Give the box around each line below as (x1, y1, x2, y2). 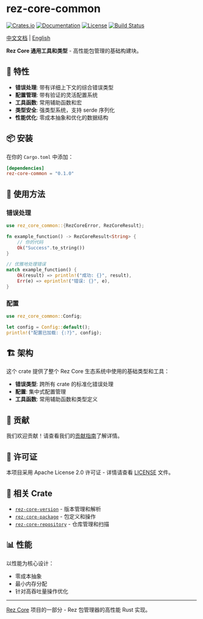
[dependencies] (6, 165, 45, 171)
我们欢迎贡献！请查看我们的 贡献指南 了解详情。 (6, 432, 123, 440)
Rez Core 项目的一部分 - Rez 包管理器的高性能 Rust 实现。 (6, 606, 151, 613)
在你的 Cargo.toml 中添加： (6, 153, 74, 160)
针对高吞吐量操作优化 (14, 588, 68, 595)
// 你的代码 (17, 239, 43, 245)
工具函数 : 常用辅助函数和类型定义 (14, 396, 98, 403)
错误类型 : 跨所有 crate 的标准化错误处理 (14, 380, 114, 388)
